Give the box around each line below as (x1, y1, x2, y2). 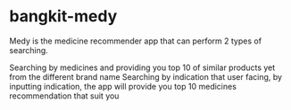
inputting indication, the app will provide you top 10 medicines (9, 81, 237, 91)
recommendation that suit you (9, 90, 120, 101)
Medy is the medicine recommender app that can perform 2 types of (9, 35, 262, 46)
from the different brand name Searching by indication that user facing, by (9, 71, 283, 82)
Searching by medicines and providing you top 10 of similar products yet (9, 62, 276, 73)
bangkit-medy (9, 6, 118, 27)
